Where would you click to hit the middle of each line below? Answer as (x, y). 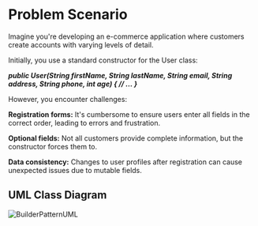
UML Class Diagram (58, 195)
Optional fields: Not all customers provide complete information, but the (125, 138)
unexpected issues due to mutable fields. (75, 170)
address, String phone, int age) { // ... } (73, 84)
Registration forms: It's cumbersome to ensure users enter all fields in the (129, 114)
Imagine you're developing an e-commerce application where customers (126, 36)
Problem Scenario (68, 15)
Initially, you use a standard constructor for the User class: (103, 60)
